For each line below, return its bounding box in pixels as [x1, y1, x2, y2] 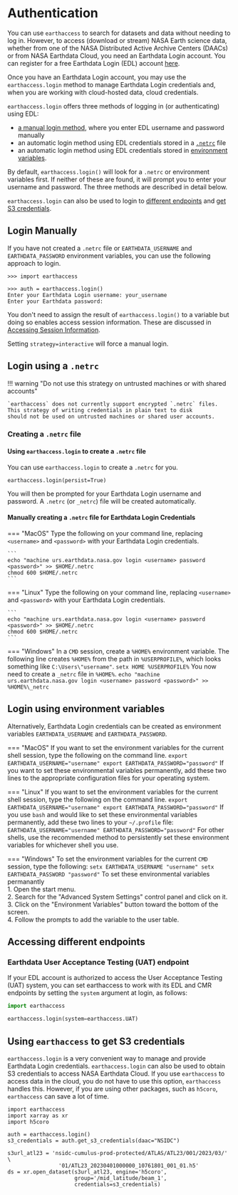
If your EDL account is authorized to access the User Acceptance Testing [7, 974, 223, 982]
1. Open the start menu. [7, 884, 76, 894]
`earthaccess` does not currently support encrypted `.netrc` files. [7, 400, 219, 408]
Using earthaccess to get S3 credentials [7, 1035, 185, 1047]
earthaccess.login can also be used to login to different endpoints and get [7, 196, 227, 205]
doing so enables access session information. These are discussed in [7, 318, 212, 326]
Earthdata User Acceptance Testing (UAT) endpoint [7, 957, 190, 967]
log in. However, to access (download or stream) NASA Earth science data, [7, 36, 227, 44]
